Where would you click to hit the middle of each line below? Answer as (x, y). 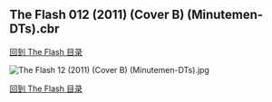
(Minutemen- (225, 15)
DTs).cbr (34, 29)
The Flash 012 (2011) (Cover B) (97, 15)
